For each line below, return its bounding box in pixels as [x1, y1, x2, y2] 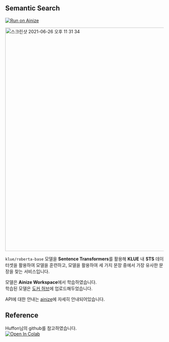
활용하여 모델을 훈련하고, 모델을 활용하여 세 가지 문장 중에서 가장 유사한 [18, 262, 158, 268]
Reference [5, 311, 39, 320]
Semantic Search [5, 4, 60, 13]
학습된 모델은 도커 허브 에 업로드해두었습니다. [5, 285, 93, 292]
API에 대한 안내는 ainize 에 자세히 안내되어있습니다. [5, 296, 105, 302]
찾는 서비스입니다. [14, 268, 50, 274]
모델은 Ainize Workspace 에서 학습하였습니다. [5, 279, 97, 285]
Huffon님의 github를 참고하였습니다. [5, 325, 77, 331]
